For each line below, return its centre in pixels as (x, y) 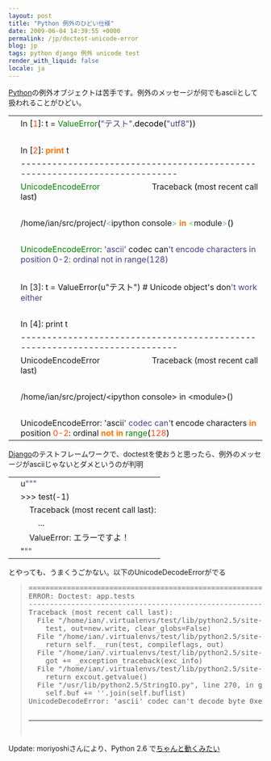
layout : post (30, 16)
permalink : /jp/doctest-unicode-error (73, 38)
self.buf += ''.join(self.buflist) (116, 693)
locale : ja (27, 69)
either (31, 297)
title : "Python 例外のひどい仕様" (61, 23)
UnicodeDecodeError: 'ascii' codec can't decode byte (137, 701)
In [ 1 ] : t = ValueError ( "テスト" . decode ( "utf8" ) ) (108, 124)
